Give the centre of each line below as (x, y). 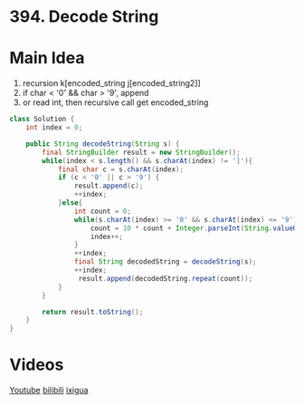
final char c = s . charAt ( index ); (120, 169)
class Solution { (42, 120)
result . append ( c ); (109, 186)
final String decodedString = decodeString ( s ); (165, 262)
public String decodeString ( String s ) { (103, 144)
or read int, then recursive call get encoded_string (115, 102)
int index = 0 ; (54, 128)
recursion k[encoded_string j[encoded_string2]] (111, 83)
